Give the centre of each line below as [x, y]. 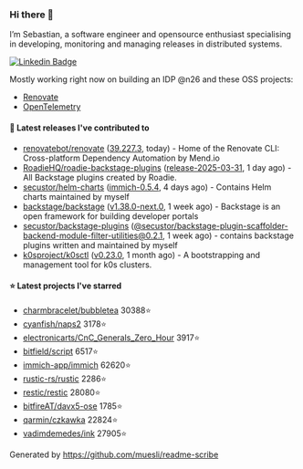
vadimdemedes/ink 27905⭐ [75, 433]
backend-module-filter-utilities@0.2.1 [93, 235]
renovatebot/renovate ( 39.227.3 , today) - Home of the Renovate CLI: [151, 148]
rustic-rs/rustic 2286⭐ [64, 379]
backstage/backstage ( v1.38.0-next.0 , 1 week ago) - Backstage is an [151, 206]
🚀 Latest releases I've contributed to [79, 128]
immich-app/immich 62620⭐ [77, 365]
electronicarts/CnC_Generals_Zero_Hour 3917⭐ [111, 338]
